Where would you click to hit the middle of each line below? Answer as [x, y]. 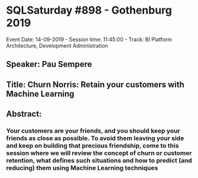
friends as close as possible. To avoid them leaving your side [95, 138]
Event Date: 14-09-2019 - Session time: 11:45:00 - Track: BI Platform [89, 39]
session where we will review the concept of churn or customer [99, 153]
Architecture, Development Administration [57, 46]
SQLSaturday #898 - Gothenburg [89, 10]
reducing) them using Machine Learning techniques [82, 168]
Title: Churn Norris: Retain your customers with [95, 85]
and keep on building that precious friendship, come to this [92, 146]
